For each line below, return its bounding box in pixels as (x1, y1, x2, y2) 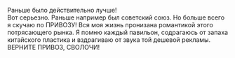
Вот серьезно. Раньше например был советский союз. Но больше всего (7, 13, 225, 22)
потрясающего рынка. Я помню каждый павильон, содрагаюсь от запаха (7, 28, 229, 36)
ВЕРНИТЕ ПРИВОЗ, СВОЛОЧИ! (7, 43, 100, 51)
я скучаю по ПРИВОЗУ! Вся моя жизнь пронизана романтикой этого (7, 21, 214, 29)
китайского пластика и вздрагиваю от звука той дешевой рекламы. (7, 36, 211, 44)
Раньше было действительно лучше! (7, 6, 117, 14)
